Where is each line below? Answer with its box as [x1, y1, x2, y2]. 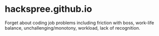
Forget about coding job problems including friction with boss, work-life [5, 20, 154, 26]
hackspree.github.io [5, 3, 92, 15]
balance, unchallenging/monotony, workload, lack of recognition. [5, 25, 140, 31]
